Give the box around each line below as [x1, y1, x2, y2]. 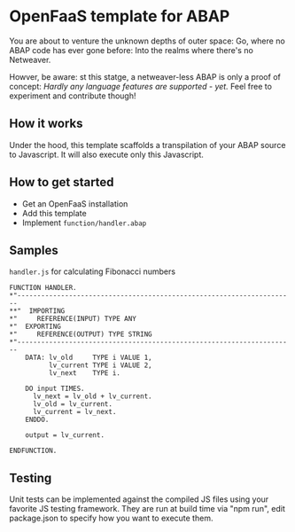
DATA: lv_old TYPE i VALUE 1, [25, 353, 152, 363]
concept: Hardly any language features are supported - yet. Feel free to [9, 81, 273, 91]
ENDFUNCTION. [9, 446, 58, 456]
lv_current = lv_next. [32, 408, 117, 417]
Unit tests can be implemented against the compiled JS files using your [9, 494, 269, 505]
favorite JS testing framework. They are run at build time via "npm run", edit [9, 504, 285, 514]
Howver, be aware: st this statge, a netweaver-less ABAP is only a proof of [9, 71, 281, 82]
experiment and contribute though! [9, 90, 136, 101]
